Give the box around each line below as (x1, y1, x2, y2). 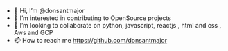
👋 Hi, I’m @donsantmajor (13, 7, 85, 14)
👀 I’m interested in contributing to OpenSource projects (13, 14, 172, 22)
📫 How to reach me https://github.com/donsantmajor (13, 37, 168, 44)
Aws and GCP (13, 28, 53, 37)
